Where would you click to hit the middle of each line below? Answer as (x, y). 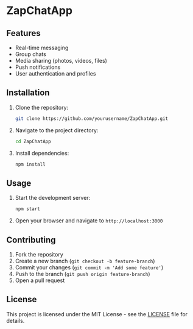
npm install (30, 164)
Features (23, 33)
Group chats (31, 54)
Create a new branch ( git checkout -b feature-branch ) (85, 261)
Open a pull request (40, 280)
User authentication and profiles (55, 73)
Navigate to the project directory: (57, 130)
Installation (28, 93)
